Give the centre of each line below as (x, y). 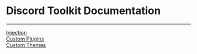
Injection (17, 32)
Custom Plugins (25, 39)
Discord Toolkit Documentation (84, 11)
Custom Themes (26, 45)
